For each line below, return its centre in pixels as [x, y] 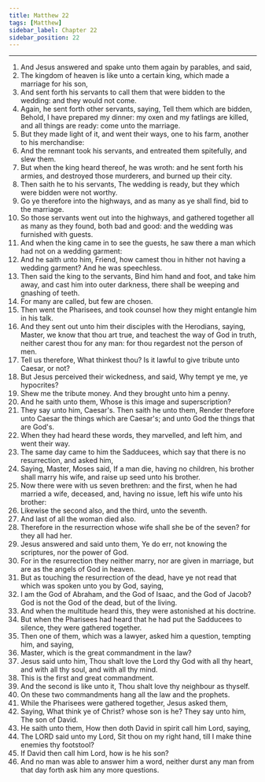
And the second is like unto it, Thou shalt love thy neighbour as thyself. [135, 687]
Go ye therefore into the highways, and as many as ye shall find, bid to [134, 201]
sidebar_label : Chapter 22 [53, 30]
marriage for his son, [54, 84]
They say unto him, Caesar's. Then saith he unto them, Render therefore [137, 410]
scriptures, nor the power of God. [74, 553]
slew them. [38, 159]
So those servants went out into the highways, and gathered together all [137, 218]
